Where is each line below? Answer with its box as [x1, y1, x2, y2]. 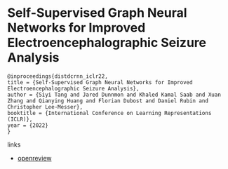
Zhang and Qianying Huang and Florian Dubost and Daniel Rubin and [7, 97, 209, 104]
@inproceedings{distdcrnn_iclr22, [7, 72, 109, 80]
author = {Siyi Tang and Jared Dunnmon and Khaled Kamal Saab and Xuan [7, 91, 221, 98]
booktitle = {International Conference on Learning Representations [7, 109, 212, 116]
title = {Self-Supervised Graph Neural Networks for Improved [7, 79, 193, 86]
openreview [17, 154, 52, 162]
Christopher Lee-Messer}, [7, 103, 83, 110]
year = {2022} [7, 121, 49, 129]
